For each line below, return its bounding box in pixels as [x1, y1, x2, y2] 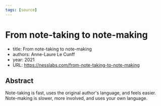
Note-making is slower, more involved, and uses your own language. [5, 95, 148, 101]
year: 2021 [12, 57, 35, 63]
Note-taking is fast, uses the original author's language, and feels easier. [5, 90, 156, 96]
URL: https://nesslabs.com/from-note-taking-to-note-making [12, 62, 140, 68]
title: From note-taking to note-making [12, 46, 92, 52]
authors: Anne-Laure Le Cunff [12, 51, 75, 57]
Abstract [5, 76, 34, 85]
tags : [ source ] [5, 7, 37, 13]
